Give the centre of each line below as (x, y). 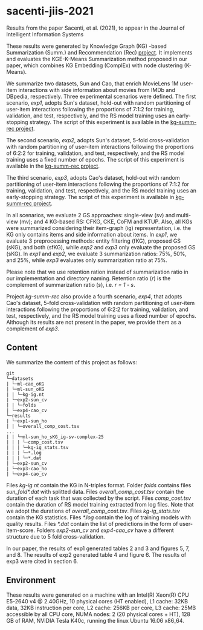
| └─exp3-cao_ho (27, 468)
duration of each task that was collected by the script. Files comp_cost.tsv (99, 498)
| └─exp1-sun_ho (27, 421)
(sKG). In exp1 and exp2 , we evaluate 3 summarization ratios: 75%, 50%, (97, 254)
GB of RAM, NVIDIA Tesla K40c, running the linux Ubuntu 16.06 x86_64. (95, 620)
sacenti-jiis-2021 (50, 11)
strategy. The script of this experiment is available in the (99, 122)
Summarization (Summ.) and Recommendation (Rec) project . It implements (99, 52)
